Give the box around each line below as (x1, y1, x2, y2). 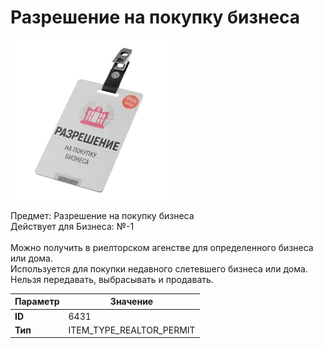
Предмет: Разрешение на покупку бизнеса (10, 209, 195, 221)
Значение (109, 296, 154, 308)
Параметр (14, 296, 60, 308)
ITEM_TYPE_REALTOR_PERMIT (68, 324, 196, 336)
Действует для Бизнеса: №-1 (10, 220, 135, 232)
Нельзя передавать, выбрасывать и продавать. (10, 273, 214, 285)
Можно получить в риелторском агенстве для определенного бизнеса (10, 241, 314, 253)
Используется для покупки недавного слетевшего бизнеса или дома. (10, 262, 308, 275)
